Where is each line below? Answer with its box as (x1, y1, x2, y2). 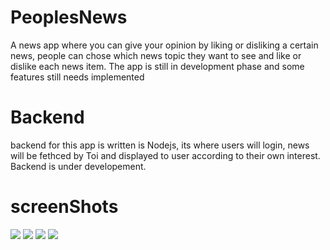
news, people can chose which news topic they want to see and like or (10, 49, 302, 61)
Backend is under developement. (10, 160, 147, 172)
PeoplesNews (10, 6, 128, 29)
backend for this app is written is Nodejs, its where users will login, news (10, 139, 310, 151)
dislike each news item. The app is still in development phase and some (10, 60, 305, 72)
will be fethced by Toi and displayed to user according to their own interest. (10, 149, 321, 161)
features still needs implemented (10, 71, 145, 83)
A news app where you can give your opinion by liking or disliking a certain (10, 39, 319, 51)
